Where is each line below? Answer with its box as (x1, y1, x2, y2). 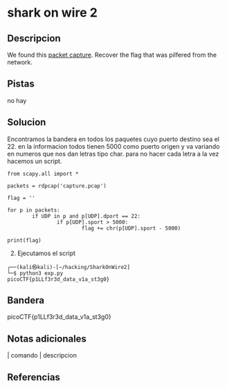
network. (7, 58, 33, 66)
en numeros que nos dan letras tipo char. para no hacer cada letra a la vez (7, 149, 219, 158)
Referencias (7, 371, 61, 383)
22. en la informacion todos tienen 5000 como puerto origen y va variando (7, 142, 220, 150)
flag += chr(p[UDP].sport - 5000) (81, 225, 181, 232)
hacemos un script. (7, 157, 62, 165)
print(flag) (7, 237, 42, 243)
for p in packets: (7, 206, 60, 214)
